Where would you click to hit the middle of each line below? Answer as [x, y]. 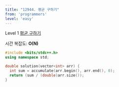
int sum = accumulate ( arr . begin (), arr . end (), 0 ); [62, 71]
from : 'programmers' [26, 14]
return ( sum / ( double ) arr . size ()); [47, 75]
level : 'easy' [20, 19]
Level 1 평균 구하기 [23, 33]
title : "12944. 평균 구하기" [32, 10]
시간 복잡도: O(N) [22, 43]
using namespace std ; [27, 57]
